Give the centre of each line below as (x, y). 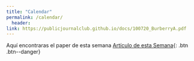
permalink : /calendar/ (35, 17)
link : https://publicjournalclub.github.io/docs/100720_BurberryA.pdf (96, 28)
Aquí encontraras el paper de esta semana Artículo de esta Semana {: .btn (97, 45)
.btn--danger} (23, 52)
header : (21, 23)
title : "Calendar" (29, 12)
